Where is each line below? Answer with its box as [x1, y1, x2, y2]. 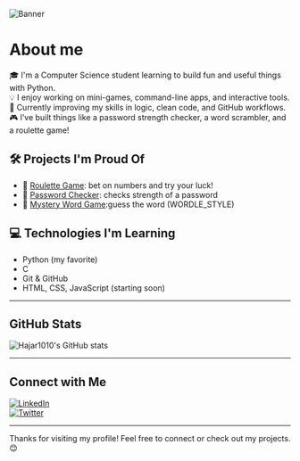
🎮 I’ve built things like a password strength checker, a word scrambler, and [9, 111, 287, 122]
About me [9, 40, 84, 60]
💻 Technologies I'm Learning [9, 226, 176, 241]
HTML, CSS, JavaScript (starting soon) [21, 282, 165, 293]
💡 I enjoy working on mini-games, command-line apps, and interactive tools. [9, 92, 290, 103]
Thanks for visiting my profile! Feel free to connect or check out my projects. [9, 433, 291, 444]
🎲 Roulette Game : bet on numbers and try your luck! [21, 179, 214, 191]
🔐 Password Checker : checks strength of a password [21, 189, 219, 200]
